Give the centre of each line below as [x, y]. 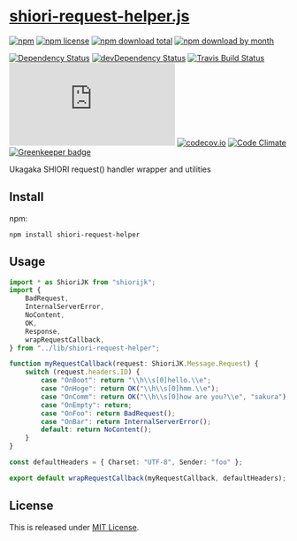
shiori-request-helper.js [99, 16]
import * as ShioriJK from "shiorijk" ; [83, 282]
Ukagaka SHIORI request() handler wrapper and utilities [110, 169]
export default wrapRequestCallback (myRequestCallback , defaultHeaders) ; [148, 478]
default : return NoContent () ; [96, 430]
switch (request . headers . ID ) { [83, 372]
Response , [43, 331]
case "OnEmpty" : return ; [87, 405]
